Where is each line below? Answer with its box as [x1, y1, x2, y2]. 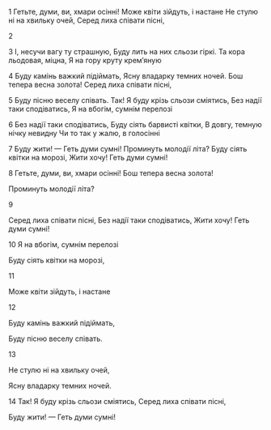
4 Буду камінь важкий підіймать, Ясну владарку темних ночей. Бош [8, 71, 243, 80]
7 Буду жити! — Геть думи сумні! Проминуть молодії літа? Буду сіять [8, 144, 248, 153]
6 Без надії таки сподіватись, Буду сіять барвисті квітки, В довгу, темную [8, 120, 263, 129]
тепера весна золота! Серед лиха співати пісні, [8, 80, 172, 89]
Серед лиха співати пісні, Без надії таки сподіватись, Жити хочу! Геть [8, 215, 250, 225]
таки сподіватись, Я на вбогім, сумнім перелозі [8, 104, 172, 113]
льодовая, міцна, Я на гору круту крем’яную [8, 56, 162, 65]
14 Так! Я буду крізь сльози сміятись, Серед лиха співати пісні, [8, 397, 227, 406]
